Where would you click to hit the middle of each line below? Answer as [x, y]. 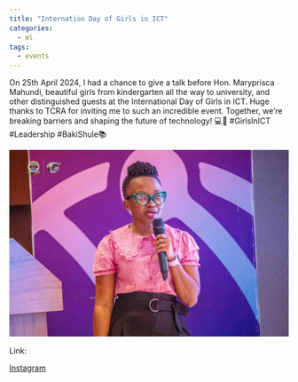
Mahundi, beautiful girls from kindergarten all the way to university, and [140, 92]
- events [33, 56]
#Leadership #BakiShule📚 [58, 134]
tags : [19, 47]
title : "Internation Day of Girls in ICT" [89, 19]
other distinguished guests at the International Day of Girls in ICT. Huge [140, 101]
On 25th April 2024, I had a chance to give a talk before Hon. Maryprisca [142, 83]
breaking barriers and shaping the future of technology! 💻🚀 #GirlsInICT [140, 121]
